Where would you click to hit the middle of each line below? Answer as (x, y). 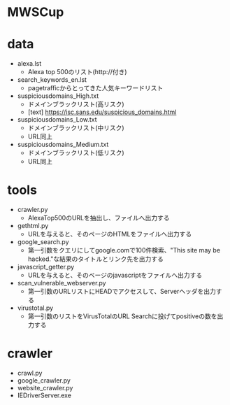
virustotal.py (35, 308)
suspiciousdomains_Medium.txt (63, 145)
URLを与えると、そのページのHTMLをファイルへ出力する (110, 234)
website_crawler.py (45, 388)
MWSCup (36, 12)
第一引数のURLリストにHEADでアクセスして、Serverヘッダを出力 (122, 292)
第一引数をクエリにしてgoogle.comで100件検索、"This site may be (124, 250)
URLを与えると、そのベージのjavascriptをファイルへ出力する (115, 275)
